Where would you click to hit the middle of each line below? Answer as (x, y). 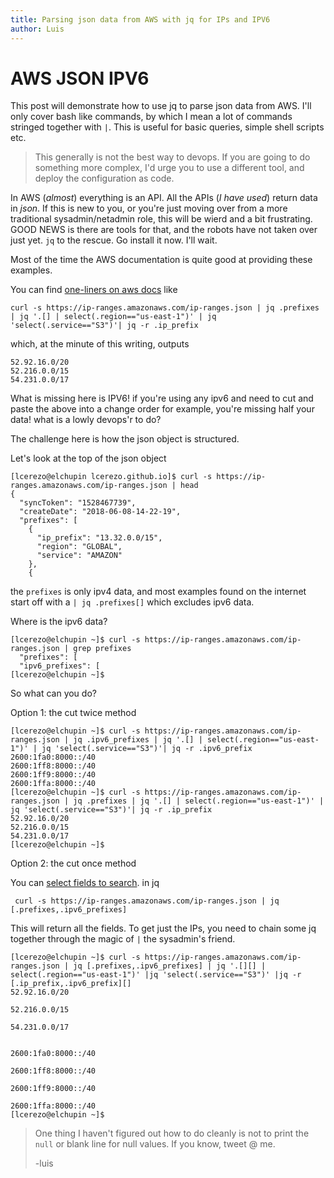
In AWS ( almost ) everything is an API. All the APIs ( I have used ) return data (164, 198)
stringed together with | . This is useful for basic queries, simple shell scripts (167, 127)
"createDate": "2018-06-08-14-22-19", (100, 512)
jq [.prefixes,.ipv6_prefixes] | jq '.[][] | (170, 966)
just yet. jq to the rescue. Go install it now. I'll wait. (114, 240)
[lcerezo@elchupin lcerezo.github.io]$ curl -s (111, 477)
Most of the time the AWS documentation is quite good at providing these (161, 260)
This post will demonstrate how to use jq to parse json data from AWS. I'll (161, 106)
